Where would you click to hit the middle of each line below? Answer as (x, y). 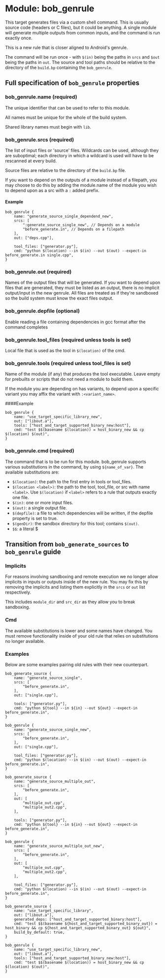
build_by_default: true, (39, 932)
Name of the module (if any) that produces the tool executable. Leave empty (83, 374)
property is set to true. (35, 518)
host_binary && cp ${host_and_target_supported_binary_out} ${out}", (78, 928)
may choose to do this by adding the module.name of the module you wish (81, 185)
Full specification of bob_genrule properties (72, 83)
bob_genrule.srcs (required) (40, 139)
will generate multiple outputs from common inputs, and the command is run (82, 33)
